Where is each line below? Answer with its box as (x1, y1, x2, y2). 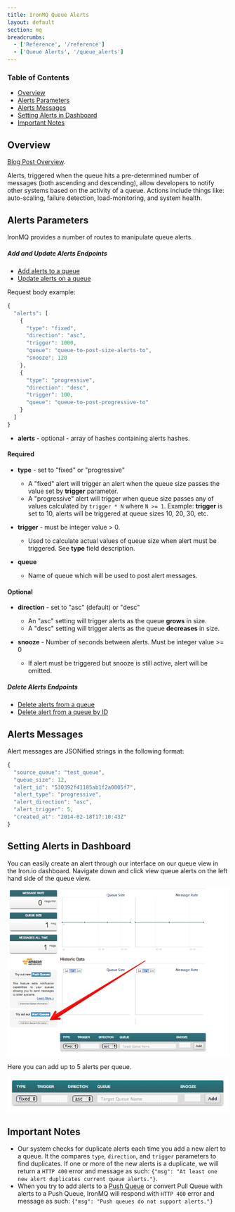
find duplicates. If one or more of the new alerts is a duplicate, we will (17, 1159, 219, 1168)
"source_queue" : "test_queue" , (13, 768, 105, 776)
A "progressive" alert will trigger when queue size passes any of (27, 494, 214, 503)
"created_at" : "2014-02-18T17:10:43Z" (13, 813, 128, 820)
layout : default (7, 18, 55, 26)
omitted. (27, 666, 53, 675)
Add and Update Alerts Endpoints (7, 249, 107, 257)
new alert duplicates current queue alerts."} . (17, 1175, 158, 1183)
